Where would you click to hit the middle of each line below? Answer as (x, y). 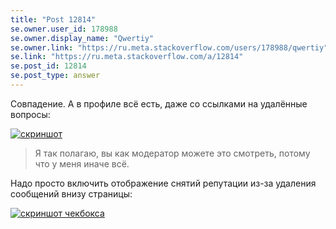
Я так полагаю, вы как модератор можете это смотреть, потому (172, 153)
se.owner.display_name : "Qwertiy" (82, 38)
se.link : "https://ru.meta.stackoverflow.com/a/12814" (127, 57)
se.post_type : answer (55, 76)
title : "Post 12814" (53, 19)
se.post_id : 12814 (48, 66)
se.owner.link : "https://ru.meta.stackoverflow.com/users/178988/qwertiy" (169, 47)
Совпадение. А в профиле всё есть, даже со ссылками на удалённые (159, 103)
